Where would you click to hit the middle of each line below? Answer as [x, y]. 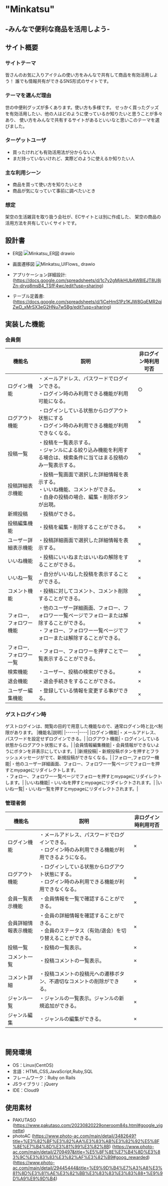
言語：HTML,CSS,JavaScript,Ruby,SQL [53, 1072]
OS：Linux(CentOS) [33, 1065]
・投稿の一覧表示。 [62, 947]
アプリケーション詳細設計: [39, 275]
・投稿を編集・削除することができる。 [83, 527]
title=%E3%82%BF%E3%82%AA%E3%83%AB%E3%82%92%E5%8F [86, 1141]
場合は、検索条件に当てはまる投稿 [83, 457]
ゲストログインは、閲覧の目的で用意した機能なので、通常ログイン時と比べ [82, 726]
